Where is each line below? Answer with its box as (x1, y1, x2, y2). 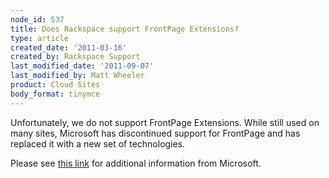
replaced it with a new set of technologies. (10, 137, 186, 150)
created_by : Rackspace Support (10, 52, 141, 62)
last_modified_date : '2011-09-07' (10, 61, 155, 71)
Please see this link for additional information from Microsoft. (10, 157, 262, 169)
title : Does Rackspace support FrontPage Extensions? (10, 24, 240, 34)
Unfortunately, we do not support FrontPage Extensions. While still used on (10, 116, 320, 128)
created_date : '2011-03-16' (10, 42, 128, 53)
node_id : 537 (10, 14, 65, 25)
